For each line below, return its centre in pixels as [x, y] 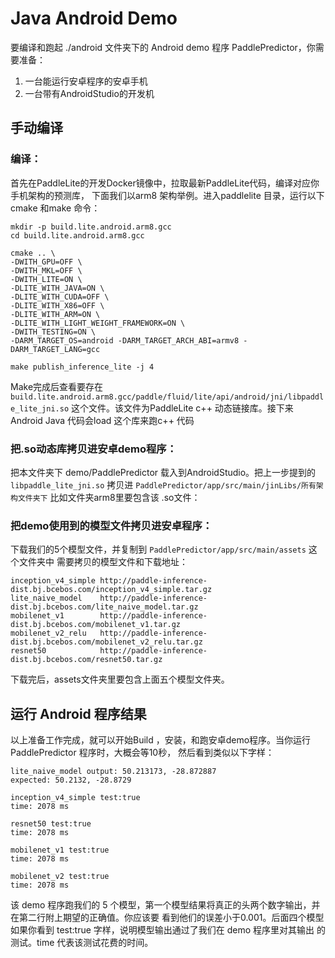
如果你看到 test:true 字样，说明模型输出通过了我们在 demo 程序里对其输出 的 [168, 930]
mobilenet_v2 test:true [60, 877]
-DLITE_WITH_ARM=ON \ [55, 314]
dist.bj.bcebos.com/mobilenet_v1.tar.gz [96, 625]
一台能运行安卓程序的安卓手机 [86, 81]
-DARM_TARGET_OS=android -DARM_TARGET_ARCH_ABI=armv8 [125, 340]
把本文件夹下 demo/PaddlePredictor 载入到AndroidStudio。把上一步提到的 [163, 472]
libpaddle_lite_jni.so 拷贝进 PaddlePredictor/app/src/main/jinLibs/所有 [163, 484]
